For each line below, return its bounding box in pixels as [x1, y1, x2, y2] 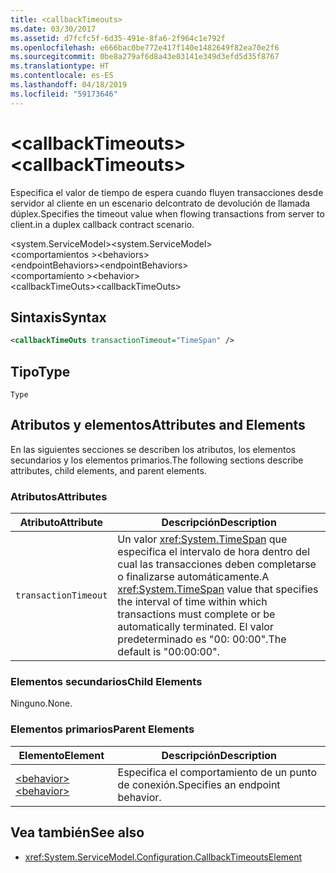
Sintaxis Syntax [10, 309, 107, 326]
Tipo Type [10, 363, 71, 380]
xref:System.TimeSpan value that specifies [117, 582, 319, 596]
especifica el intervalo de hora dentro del [117, 545, 311, 559]
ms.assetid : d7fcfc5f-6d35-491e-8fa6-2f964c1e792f [10, 33, 226, 43]
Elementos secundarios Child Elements [10, 675, 203, 689]
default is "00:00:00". [117, 645, 220, 659]
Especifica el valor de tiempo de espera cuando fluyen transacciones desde [10, 186, 324, 198]
